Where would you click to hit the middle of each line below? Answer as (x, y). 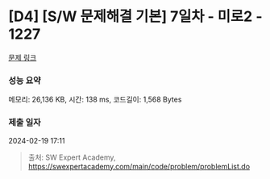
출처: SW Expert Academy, (72, 157)
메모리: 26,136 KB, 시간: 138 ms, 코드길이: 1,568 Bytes (95, 100)
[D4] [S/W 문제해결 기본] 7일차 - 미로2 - (135, 17)
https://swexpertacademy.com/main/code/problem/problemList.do (139, 166)
